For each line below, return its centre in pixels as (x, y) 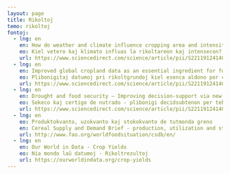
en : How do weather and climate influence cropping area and (108, 45)
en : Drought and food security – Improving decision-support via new (121, 97)
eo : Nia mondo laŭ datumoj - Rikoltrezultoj (84, 154)
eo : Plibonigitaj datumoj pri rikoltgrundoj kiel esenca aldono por (119, 77)
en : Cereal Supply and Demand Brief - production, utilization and (117, 128)
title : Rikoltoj (30, 20)
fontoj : (18, 33)
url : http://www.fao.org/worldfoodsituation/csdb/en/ (98, 134)
